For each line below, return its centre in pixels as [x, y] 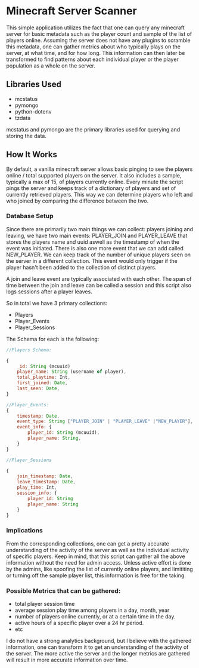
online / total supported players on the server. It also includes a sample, [94, 175]
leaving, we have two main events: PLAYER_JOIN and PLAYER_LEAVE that [97, 235]
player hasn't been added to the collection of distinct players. [81, 267]
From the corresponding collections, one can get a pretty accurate [88, 543]
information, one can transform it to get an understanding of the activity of [97, 647]
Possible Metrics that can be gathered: [63, 591]
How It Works [32, 154]
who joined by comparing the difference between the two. [77, 201]
